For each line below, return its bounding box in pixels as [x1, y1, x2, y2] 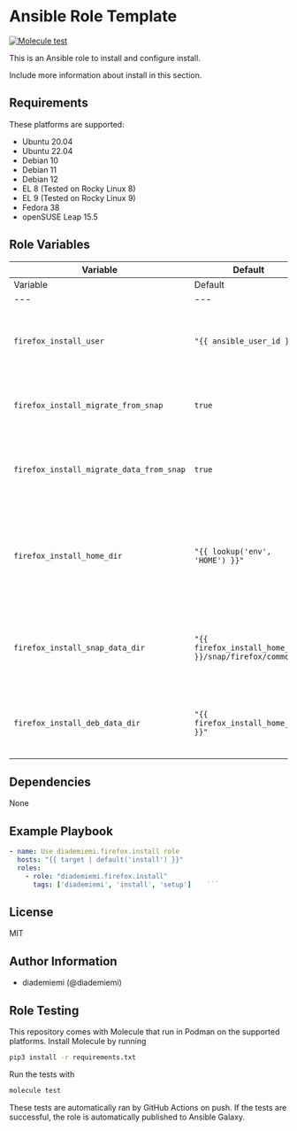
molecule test [9, 1086, 62, 1095]
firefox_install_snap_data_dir [13, 642, 146, 653]
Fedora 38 [21, 202, 60, 213]
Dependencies [9, 774, 91, 789]
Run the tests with [9, 1069, 75, 1080]
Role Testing [9, 1003, 80, 1018]
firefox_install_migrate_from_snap [13, 400, 164, 410]
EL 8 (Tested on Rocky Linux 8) [21, 183, 136, 194]
